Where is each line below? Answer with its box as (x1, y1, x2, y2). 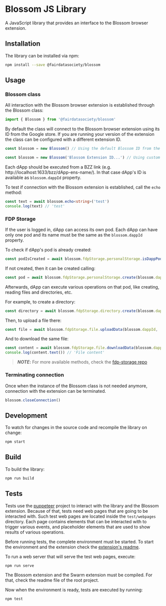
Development (5, 411, 48, 420)
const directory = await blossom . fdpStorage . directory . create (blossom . (5, 308, 156, 313)
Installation (5, 40, 41, 48)
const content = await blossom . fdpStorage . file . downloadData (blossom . (5, 346, 154, 351)
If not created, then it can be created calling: (5, 265, 95, 271)
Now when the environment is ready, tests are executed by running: (5, 587, 143, 593)
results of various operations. (5, 529, 65, 535)
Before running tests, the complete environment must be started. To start (5, 539, 154, 545)
